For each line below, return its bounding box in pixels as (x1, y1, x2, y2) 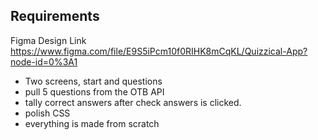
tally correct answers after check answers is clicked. (24, 96, 242, 108)
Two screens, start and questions (24, 75, 163, 87)
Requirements (10, 8, 100, 25)
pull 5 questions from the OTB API (24, 85, 165, 98)
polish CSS (24, 107, 71, 119)
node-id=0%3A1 (10, 55, 78, 68)
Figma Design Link (10, 34, 87, 46)
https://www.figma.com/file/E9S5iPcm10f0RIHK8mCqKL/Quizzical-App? (10, 45, 308, 57)
